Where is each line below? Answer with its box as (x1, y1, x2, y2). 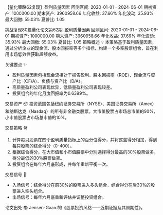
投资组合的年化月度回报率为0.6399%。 (12, 90, 91, 96)
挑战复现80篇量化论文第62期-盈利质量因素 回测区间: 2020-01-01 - (5, 27, 138, 33)
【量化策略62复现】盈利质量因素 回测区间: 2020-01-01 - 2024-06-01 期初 (5, 4, 152, 10)
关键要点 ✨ (5, 62, 27, 67)
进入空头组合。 (16, 188, 47, 194)
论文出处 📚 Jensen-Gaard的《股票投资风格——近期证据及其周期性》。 (5, 205, 145, 210)
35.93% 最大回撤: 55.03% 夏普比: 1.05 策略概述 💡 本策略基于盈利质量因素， (5, 39, 157, 45)
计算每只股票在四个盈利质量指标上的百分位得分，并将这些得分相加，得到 (12, 137, 157, 143)
